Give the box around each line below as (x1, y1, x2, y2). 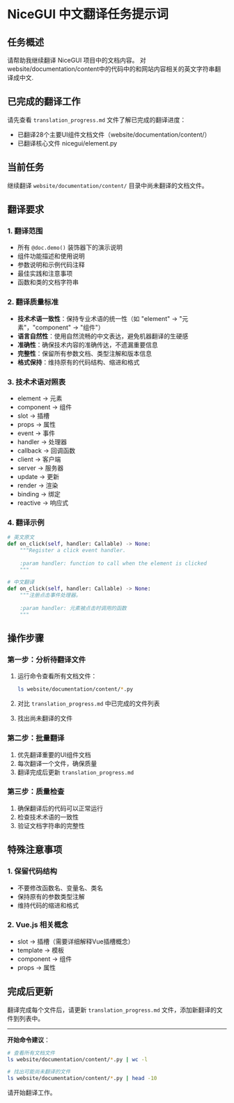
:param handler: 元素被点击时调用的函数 (19, 604, 127, 611)
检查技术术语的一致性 (17, 813, 79, 821)
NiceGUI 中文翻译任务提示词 (7, 6, 169, 22)
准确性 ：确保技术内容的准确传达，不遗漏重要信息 (17, 341, 158, 349)
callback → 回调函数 (17, 446, 76, 455)
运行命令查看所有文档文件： (17, 672, 97, 680)
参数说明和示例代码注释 (17, 260, 85, 269)
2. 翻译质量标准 (7, 297, 59, 307)
